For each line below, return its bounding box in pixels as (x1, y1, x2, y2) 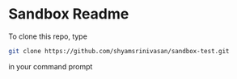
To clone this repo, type (8, 31, 87, 41)
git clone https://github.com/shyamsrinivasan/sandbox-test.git (8, 47, 230, 55)
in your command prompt (8, 61, 93, 71)
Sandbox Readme (8, 5, 129, 23)
